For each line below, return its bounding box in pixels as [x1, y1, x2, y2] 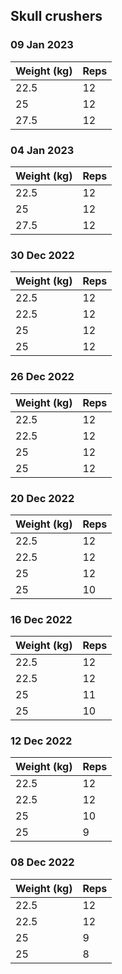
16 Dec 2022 [10, 612, 73, 626]
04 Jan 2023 [10, 143, 75, 157]
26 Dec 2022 [10, 370, 75, 384]
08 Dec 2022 [10, 855, 75, 869]
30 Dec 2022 [10, 248, 75, 262]
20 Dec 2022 [10, 491, 75, 505]
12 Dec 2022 [10, 734, 73, 748]
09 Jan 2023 [10, 38, 74, 52]
